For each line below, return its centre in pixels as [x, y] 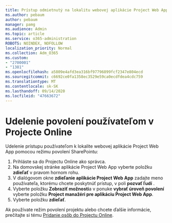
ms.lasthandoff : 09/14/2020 [35, 91]
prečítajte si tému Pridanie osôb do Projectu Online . [59, 215]
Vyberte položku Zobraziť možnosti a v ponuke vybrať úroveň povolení [89, 189]
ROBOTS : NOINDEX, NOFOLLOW [34, 44]
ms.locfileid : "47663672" [33, 96]
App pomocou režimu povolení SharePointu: [52, 152]
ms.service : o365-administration [41, 39]
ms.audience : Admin [26, 29]
